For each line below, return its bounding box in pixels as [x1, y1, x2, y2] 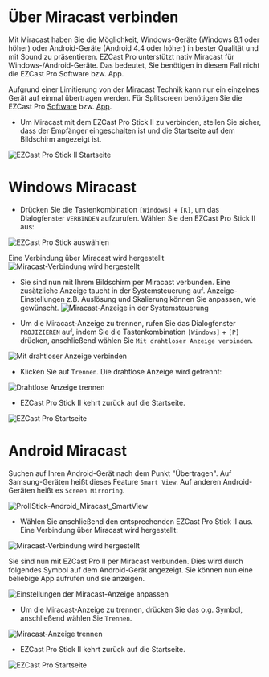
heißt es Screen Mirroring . [36, 485, 125, 495]
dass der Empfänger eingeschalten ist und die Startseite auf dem [19, 126, 235, 135]
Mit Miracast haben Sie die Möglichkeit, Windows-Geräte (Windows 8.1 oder [8, 35, 260, 44]
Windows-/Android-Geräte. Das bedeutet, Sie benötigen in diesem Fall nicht [8, 60, 260, 70]
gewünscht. [19, 303, 59, 312]
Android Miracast [8, 442, 127, 460]
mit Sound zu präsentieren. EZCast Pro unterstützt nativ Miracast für [8, 52, 234, 61]
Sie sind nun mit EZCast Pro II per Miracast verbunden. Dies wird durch [8, 556, 243, 566]
